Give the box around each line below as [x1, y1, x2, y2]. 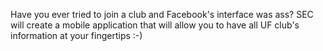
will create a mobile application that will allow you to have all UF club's [10, 19, 300, 31]
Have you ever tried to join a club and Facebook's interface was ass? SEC [10, 9, 314, 20]
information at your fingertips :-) [10, 30, 143, 41]
